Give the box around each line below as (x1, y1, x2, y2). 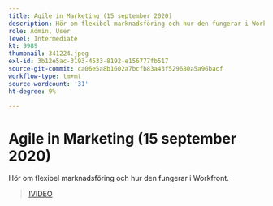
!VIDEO (28, 189, 53, 199)
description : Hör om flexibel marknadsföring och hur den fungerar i (8, 19, 249, 28)
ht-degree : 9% (8, 87, 57, 96)
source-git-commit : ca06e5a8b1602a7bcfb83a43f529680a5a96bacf (8, 65, 223, 73)
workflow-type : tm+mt (8, 72, 82, 80)
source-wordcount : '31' (8, 79, 89, 88)
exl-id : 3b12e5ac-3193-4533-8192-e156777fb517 (8, 58, 169, 66)
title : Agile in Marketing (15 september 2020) (8, 11, 173, 20)
